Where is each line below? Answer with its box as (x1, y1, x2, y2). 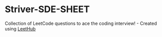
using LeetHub (5, 25, 36, 31)
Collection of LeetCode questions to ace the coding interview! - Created (5, 20, 157, 26)
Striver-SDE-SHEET (5, 4, 90, 15)
